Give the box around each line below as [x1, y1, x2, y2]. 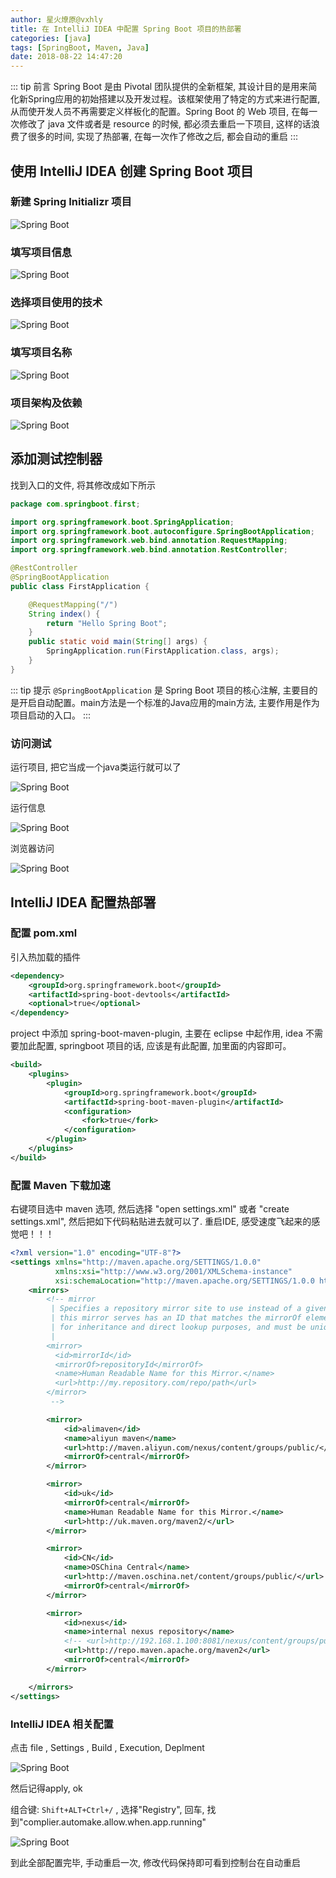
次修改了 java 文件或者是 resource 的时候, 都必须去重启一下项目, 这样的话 [10, 118, 312, 130]
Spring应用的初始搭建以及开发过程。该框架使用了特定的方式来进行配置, [27, 93, 321, 105]
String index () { [28, 609, 101, 619]
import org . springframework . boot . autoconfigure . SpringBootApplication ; [10, 526, 315, 536]
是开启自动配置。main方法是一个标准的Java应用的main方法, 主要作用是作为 [10, 696, 320, 708]
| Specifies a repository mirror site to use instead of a [50, 1304, 302, 1314]
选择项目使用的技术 [10, 296, 103, 310]
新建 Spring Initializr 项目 [10, 195, 132, 209]
